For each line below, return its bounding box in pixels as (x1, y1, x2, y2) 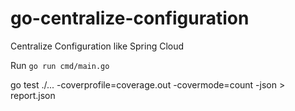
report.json (10, 89, 56, 101)
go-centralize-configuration (10, 7, 250, 30)
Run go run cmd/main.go (10, 59, 110, 71)
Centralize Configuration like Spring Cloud (10, 40, 185, 52)
